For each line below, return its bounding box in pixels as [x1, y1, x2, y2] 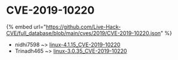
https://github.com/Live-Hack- [45, 23, 121, 30]
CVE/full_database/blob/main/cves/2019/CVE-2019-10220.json [6, 29, 161, 36]
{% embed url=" [6, 23, 47, 30]
